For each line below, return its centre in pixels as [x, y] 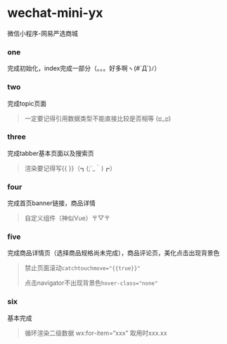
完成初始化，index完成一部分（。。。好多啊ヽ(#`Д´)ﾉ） [84, 68]
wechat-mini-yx [55, 13]
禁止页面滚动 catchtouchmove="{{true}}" [82, 268]
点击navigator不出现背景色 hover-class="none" [91, 283]
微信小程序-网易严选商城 [43, 33]
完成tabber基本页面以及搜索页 [51, 153]
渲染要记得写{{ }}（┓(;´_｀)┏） [70, 168]
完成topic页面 [27, 103]
